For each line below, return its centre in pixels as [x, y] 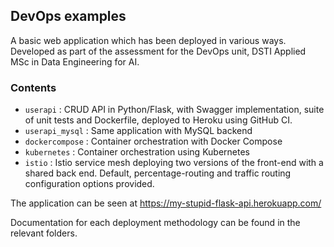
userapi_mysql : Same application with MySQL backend [138, 131]
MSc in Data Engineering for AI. [75, 61]
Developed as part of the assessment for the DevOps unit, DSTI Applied [158, 51]
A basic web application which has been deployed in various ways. [148, 40]
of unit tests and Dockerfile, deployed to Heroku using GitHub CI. [158, 120]
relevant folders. [44, 233]
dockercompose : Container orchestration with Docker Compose [153, 141]
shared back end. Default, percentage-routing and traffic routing [158, 173]
